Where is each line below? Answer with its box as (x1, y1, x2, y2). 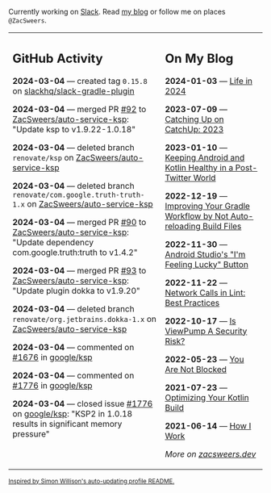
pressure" (12, 428, 50, 439)
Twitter (165, 172, 192, 183)
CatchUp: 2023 (165, 123, 224, 135)
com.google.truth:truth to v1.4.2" (12, 246, 138, 257)
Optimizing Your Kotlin (165, 391, 249, 403)
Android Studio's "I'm (165, 249, 246, 260)
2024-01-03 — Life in (165, 75, 252, 86)
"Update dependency (12, 236, 94, 248)
